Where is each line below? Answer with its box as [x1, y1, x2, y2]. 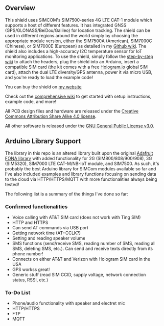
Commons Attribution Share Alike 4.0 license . [5, 113, 96, 119]
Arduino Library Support [5, 137, 81, 145]
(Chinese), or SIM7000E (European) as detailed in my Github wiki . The [5, 43, 146, 49]
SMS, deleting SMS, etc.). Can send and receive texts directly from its [12, 245, 153, 251]
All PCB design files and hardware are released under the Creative [5, 108, 139, 114]
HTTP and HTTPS [12, 219, 48, 225]
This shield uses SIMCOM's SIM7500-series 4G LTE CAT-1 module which [5, 17, 153, 23]
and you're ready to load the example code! [5, 74, 93, 80]
